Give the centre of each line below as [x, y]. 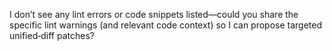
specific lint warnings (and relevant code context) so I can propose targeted [166, 25]
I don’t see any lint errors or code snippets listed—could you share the [154, 14]
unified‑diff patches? [52, 35]
